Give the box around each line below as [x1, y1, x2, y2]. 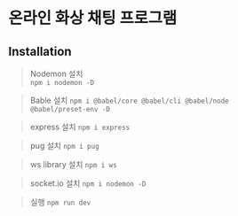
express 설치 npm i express [29, 121, 131, 132]
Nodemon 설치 [29, 68, 83, 79]
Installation [8, 43, 72, 58]
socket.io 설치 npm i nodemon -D [29, 178, 147, 189]
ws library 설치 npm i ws [29, 159, 117, 169]
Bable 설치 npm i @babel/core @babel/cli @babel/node [29, 95, 229, 105]
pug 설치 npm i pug [29, 141, 99, 150]
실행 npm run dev [29, 197, 91, 207]
